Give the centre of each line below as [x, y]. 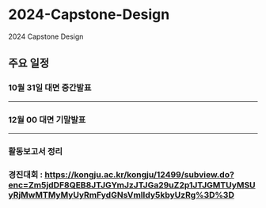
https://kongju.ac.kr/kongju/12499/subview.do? [140, 174]
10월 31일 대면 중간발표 [50, 88]
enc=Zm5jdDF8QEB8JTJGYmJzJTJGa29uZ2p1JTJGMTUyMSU [132, 185]
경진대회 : [26, 174]
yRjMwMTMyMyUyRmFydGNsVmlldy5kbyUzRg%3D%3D [122, 195]
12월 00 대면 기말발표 [47, 119]
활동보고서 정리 [36, 151]
